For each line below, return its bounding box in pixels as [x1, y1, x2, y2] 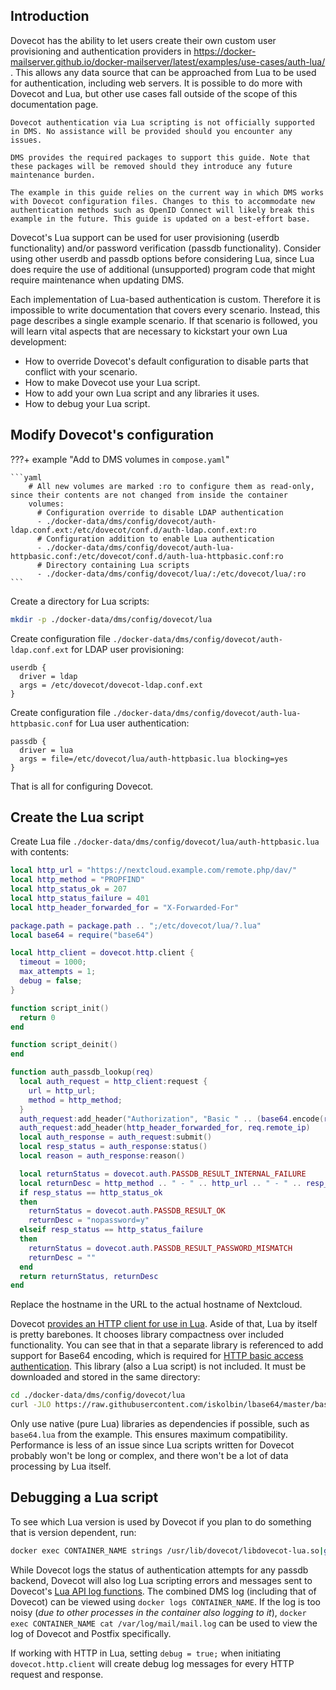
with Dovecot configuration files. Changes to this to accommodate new [10, 196, 315, 206]
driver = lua [19, 745, 74, 755]
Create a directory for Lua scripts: [10, 595, 150, 607]
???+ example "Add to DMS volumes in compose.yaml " [10, 453, 230, 465]
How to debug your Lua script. [24, 397, 151, 409]
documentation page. [10, 98, 99, 110]
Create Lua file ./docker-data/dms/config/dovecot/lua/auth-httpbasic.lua [10, 835, 320, 848]
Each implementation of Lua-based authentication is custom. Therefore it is [10, 293, 321, 305]
